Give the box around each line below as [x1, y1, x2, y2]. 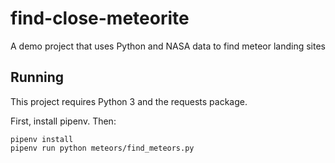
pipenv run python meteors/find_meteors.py [10, 143, 195, 153]
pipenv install [10, 134, 74, 144]
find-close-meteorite [10, 7, 190, 30]
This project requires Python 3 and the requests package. [10, 95, 248, 107]
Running [10, 69, 65, 86]
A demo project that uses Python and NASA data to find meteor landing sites [10, 40, 326, 52]
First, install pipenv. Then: [10, 115, 117, 127]
